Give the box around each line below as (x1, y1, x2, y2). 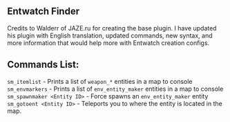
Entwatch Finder (7, 6, 80, 17)
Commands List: (7, 59, 79, 71)
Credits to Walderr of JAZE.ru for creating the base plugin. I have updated (7, 24, 217, 32)
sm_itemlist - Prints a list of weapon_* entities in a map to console (7, 77, 193, 85)
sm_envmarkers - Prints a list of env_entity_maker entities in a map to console (7, 85, 224, 93)
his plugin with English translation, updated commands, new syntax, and (7, 31, 213, 40)
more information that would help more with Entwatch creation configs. (7, 38, 210, 47)
